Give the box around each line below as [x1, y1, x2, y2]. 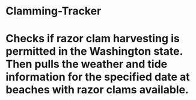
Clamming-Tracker [5, 4, 102, 18]
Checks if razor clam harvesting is [5, 32, 180, 46]
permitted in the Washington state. [5, 45, 183, 58]
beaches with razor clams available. [5, 83, 189, 97]
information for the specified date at [5, 70, 190, 84]
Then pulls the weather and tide [5, 57, 168, 71]
